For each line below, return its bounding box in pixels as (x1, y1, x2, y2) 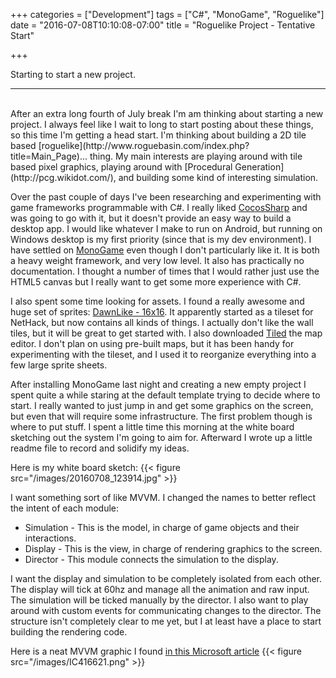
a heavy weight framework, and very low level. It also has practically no (10, 255, 305, 266)
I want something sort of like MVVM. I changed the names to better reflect (10, 492, 317, 503)
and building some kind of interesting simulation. (118, 172, 319, 183)
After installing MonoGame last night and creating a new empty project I (10, 379, 307, 390)
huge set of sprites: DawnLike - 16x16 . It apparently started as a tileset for (10, 306, 314, 318)
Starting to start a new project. (10, 69, 136, 80)
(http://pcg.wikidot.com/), (10, 172, 117, 183)
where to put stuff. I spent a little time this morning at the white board (10, 421, 295, 433)
